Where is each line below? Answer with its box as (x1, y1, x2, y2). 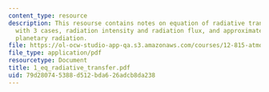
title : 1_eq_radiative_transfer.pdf (8, 64, 130, 72)
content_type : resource (8, 11, 88, 20)
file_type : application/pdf (8, 49, 102, 57)
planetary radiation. (15, 34, 88, 42)
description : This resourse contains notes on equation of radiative (8, 19, 246, 27)
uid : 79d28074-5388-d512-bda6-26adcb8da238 (8, 71, 156, 79)
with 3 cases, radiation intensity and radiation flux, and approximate (15, 26, 263, 34)
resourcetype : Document (8, 57, 88, 65)
